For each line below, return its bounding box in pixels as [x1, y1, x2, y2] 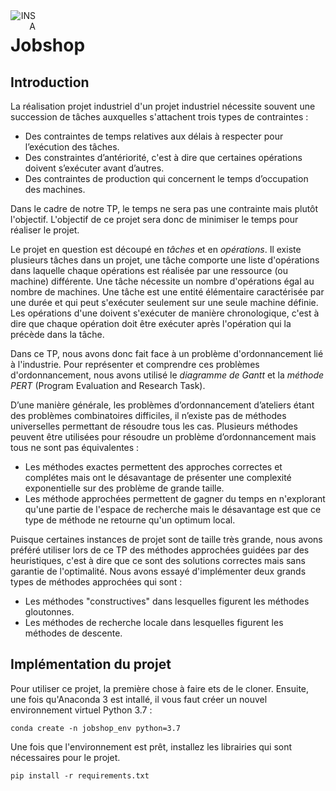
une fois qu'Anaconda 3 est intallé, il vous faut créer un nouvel [10, 693, 268, 705]
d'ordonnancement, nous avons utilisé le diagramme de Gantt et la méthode [10, 369, 325, 381]
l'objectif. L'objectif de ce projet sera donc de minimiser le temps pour [10, 214, 299, 225]
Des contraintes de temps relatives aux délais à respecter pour [24, 130, 284, 142]
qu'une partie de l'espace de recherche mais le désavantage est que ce [24, 504, 322, 515]
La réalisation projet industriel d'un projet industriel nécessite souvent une [10, 100, 316, 112]
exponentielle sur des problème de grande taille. [24, 482, 225, 494]
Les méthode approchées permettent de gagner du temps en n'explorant [24, 493, 326, 504]
